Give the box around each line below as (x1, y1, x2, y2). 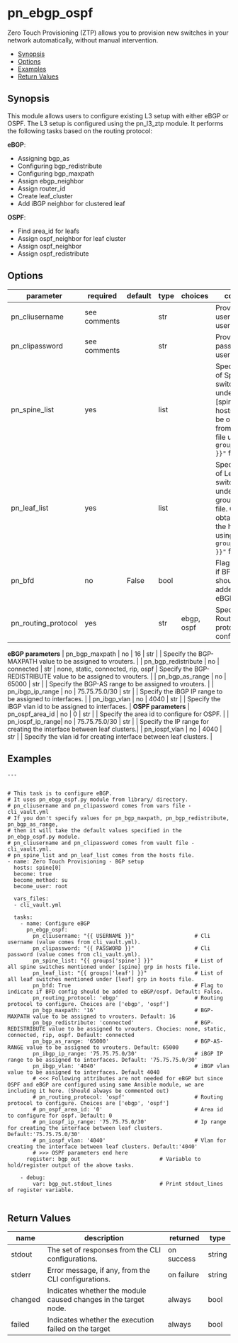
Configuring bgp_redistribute (17, 161, 103, 170)
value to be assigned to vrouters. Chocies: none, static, (48, 1026, 227, 1033)
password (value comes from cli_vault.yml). (7, 951, 141, 958)
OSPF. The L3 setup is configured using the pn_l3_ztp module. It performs (7, 119, 224, 127)
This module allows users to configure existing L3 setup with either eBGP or (7, 111, 229, 120)
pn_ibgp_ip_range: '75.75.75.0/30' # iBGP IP (33, 1050, 223, 1058)
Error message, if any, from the (47, 1266, 150, 1276)
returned (169, 1233, 200, 1243)
